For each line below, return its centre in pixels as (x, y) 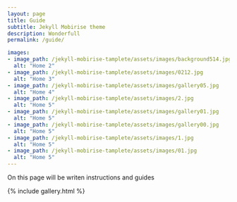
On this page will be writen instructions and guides (81, 177)
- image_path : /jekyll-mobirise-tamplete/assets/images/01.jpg (102, 151)
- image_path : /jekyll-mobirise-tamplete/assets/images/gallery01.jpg (113, 112)
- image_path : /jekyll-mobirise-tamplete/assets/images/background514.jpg (120, 59)
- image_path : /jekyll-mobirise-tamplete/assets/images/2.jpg (101, 99)
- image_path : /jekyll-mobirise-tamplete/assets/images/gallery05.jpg (113, 85)
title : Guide (26, 20)
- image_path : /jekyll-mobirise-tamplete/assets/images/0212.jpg (105, 72)
